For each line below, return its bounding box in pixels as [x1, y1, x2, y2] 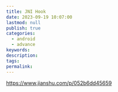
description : [6, 52, 38, 58]
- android [11, 36, 35, 42]
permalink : [6, 63, 33, 70]
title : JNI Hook [6, 8, 46, 15]
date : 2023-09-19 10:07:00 [6, 14, 73, 20]
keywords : [6, 47, 31, 53]
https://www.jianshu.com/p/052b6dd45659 [6, 80, 112, 87]
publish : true [6, 25, 41, 31]
